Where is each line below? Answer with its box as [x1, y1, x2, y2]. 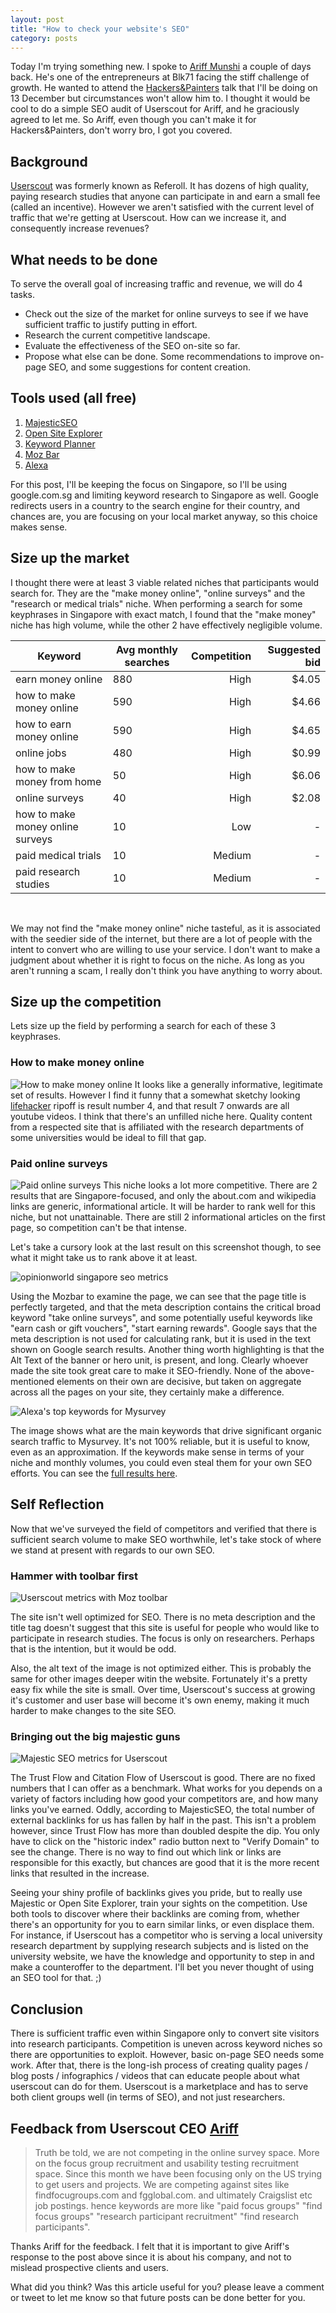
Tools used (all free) [10, 390, 137, 407]
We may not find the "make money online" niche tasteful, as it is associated [10, 922, 321, 934]
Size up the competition [10, 994, 162, 1011]
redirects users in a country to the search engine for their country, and [10, 499, 301, 511]
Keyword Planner [24, 437, 96, 450]
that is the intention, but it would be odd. [10, 1643, 177, 1655]
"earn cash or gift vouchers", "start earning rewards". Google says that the [10, 1322, 318, 1335]
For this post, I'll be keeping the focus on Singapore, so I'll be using [10, 478, 288, 490]
